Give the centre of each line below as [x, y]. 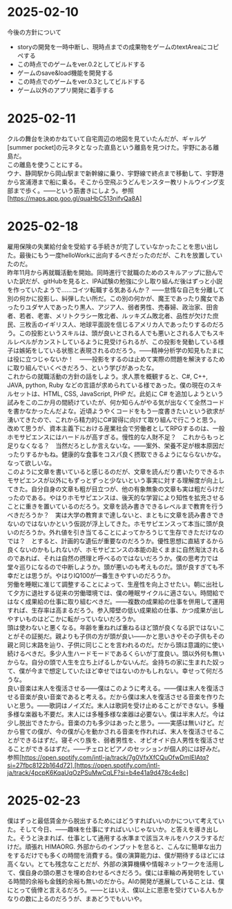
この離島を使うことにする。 [47, 164]
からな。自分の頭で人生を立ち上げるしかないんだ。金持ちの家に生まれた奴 [113, 662]
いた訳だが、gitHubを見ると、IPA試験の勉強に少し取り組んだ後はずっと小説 [115, 281]
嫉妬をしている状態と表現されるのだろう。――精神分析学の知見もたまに [122, 350]
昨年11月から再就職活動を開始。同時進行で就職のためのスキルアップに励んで [115, 272]
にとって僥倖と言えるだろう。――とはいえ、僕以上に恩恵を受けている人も [112, 890]
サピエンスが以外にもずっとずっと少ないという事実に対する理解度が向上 [116, 480]
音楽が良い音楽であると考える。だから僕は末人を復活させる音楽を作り [119, 696]
